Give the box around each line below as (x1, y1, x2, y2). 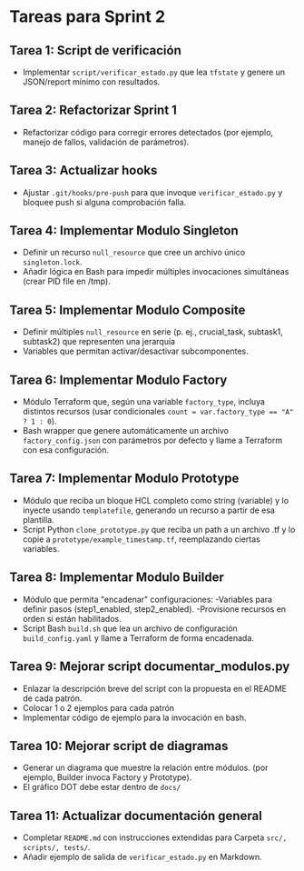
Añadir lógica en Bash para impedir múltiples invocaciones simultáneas (22, 266, 289, 277)
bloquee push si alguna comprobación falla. (22, 196, 187, 207)
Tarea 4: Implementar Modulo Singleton (9, 223, 239, 238)
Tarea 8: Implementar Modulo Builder (9, 570, 224, 586)
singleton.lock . (22, 256, 83, 267)
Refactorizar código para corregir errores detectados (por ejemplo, (22, 126, 274, 137)
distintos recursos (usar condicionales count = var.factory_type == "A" (22, 406, 294, 417)
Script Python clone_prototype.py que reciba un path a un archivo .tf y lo (22, 524, 296, 535)
